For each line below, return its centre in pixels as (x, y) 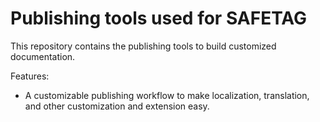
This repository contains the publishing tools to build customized (143, 46)
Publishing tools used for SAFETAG (159, 18)
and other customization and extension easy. (117, 106)
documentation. (43, 56)
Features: (30, 76)
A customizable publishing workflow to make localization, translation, (167, 95)
